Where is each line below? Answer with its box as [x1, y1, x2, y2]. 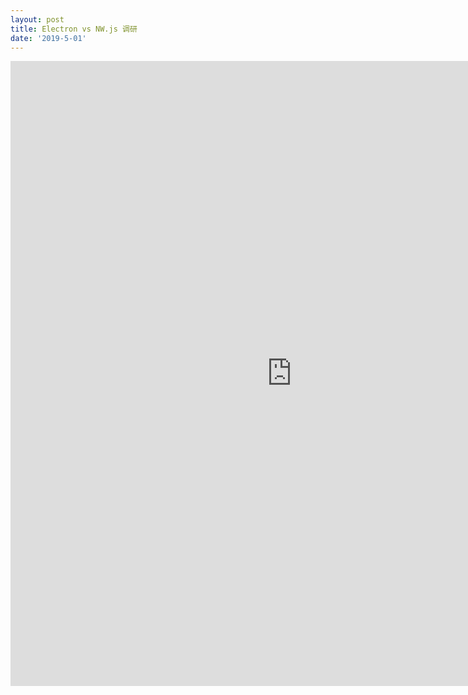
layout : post [10, 14, 65, 25]
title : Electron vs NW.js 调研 [10, 24, 138, 34]
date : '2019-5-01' [10, 33, 87, 43]
